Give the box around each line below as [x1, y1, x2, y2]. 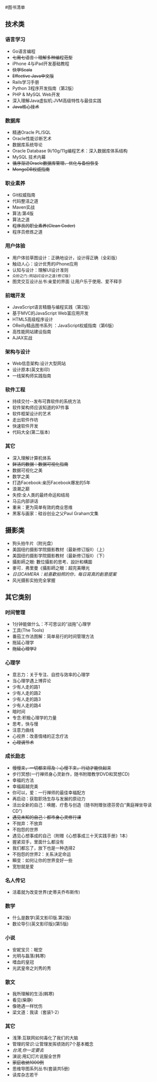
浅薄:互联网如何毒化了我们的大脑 [12, 1035, 78, 1041]
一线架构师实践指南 [12, 373, 52, 379]
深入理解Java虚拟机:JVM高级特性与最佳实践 [12, 98, 102, 104]
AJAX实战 [12, 335, 33, 341]
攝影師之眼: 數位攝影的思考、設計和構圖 [12, 558, 92, 564]
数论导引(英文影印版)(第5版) [12, 921, 69, 927]
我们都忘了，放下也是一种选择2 [12, 845, 76, 851]
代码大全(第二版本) [12, 429, 51, 435]
